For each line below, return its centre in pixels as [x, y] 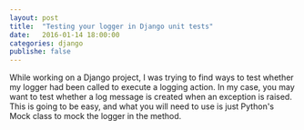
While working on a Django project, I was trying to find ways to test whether [152, 77]
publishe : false [40, 52]
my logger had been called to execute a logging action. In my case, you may [152, 87]
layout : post [34, 18]
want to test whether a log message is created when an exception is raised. [151, 97]
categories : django [46, 43]
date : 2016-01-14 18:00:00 [65, 35]
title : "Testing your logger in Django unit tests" [111, 26]
